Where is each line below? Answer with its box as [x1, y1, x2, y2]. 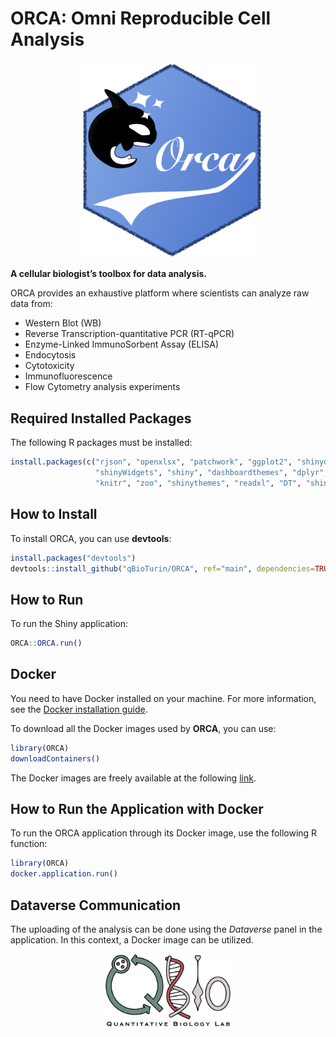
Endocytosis [24, 349, 77, 361]
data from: [10, 298, 53, 310]
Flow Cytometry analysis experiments [24, 381, 181, 393]
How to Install [10, 506, 98, 523]
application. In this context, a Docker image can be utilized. [10, 934, 254, 946]
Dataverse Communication [10, 897, 182, 914]
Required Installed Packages [10, 410, 192, 427]
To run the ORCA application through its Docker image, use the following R [10, 827, 318, 839]
